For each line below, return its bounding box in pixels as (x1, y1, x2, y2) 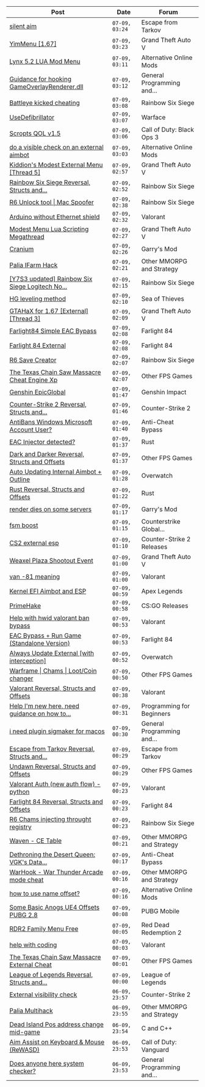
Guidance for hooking (9, 75, 72, 83)
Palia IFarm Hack (9, 261, 58, 269)
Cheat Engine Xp (9, 376, 58, 384)
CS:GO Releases (141, 601, 189, 610)
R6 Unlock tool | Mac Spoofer (9, 198, 94, 206)
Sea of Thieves (141, 295, 184, 303)
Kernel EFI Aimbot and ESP (9, 587, 87, 595)
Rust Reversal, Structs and (9, 485, 85, 494)
